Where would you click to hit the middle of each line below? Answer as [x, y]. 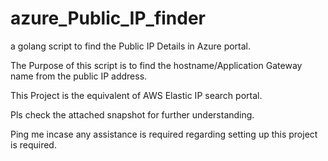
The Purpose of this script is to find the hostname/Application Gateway [156, 65]
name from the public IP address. [79, 76]
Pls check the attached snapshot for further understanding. [132, 114]
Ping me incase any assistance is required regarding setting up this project [164, 134]
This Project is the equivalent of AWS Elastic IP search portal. [136, 95]
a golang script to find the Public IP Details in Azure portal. [131, 46]
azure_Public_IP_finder [108, 18]
